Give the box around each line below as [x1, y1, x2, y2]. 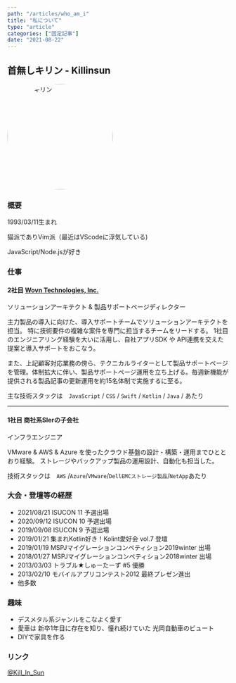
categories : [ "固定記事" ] [7, 30, 79, 37]
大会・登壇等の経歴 [7, 491, 72, 501]
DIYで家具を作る [17, 633, 65, 641]
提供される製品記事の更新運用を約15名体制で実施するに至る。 [7, 377, 186, 385]
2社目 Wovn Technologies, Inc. [7, 286, 99, 294]
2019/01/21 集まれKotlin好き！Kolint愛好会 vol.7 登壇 [17, 534, 169, 543]
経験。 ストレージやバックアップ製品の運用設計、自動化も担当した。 [19, 456, 218, 465]
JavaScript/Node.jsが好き [7, 248, 81, 256]
